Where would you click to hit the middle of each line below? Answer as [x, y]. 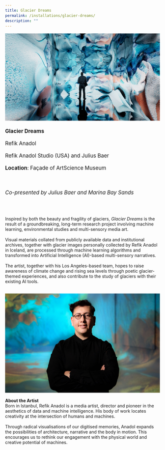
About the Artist [22, 400]
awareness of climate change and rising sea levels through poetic [72, 271]
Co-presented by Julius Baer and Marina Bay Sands [69, 193]
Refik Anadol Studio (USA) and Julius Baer [57, 156]
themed [13, 276]
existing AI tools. [22, 281]
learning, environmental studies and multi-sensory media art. [67, 229]
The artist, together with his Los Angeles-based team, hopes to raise [74, 266]
